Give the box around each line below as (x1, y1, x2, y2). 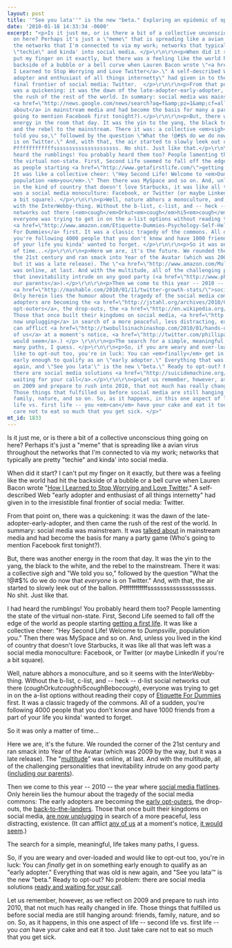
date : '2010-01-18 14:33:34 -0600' (7, 23, 110, 30)
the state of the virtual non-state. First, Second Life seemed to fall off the (7, 612, 215, 620)
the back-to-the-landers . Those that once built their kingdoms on (23, 804, 209, 813)
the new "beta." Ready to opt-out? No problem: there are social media (7, 875, 206, 884)
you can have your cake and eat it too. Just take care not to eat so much (7, 925, 213, 934)
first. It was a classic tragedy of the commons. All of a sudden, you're (7, 698, 205, 706)
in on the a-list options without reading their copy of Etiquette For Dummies (7, 691, 222, 699)
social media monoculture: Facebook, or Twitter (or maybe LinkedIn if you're (7, 648, 224, 657)
